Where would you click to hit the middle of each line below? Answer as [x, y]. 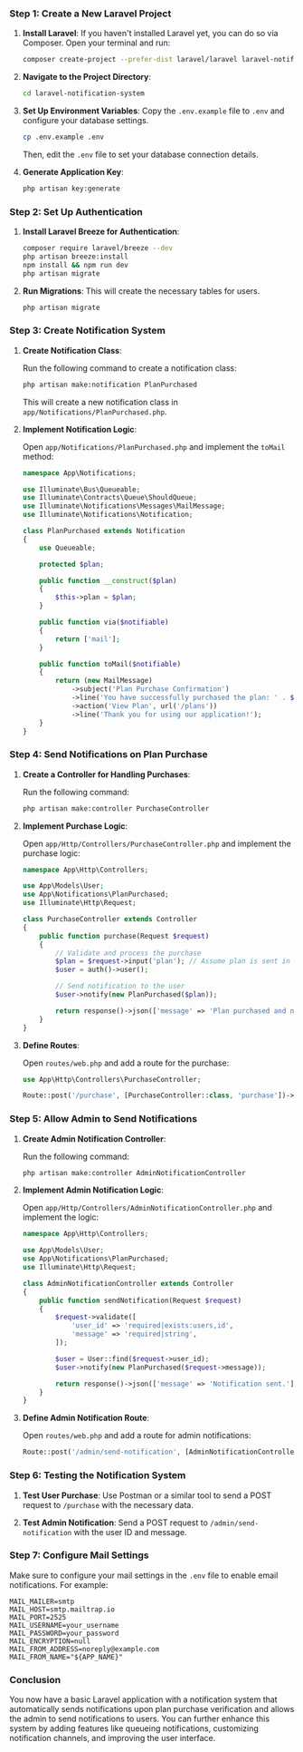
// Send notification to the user [120, 987]
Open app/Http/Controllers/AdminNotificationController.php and [147, 1208]
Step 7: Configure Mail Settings [79, 1555]
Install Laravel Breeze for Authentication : [101, 232]
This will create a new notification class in [100, 402]
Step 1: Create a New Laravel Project [90, 14]
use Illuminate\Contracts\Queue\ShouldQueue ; [109, 498]
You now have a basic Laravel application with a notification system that [143, 1699]
